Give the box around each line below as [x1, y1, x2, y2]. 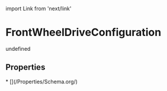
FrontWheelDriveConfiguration [5, 26, 162, 39]
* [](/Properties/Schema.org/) [5, 78, 78, 85]
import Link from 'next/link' [5, 5, 72, 12]
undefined [5, 45, 31, 52]
